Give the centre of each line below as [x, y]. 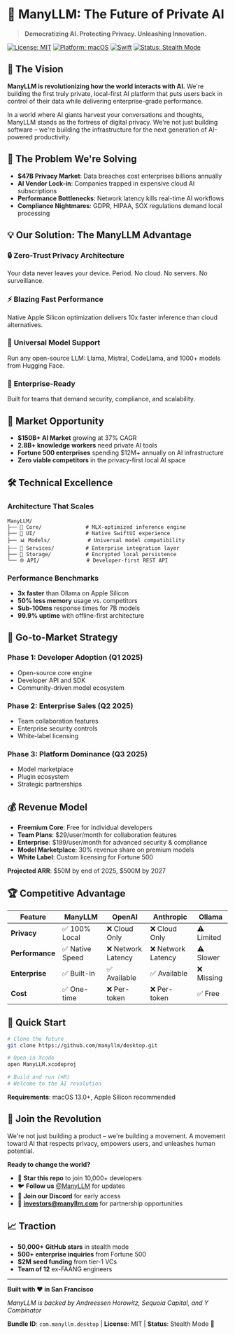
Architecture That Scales [51, 506]
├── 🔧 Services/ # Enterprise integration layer [93, 548]
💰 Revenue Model [47, 807]
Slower [208, 957]
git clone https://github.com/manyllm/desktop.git [83, 1045]
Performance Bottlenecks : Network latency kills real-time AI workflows [121, 198]
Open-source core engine [55, 672]
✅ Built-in [79, 973]
